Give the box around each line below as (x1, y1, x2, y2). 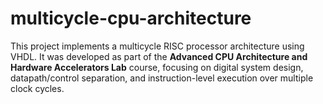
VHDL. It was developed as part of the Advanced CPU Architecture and (10, 50, 308, 62)
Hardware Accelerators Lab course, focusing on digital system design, (10, 61, 304, 73)
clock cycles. (10, 82, 65, 94)
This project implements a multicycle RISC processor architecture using (10, 40, 305, 52)
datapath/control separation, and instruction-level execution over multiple (10, 72, 314, 84)
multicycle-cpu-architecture (10, 7, 252, 30)
